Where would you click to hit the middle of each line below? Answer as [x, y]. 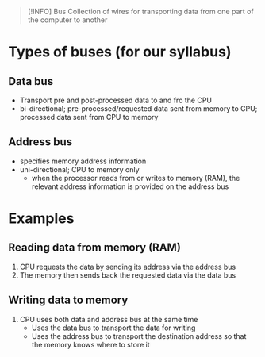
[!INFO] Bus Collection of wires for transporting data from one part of [140, 12]
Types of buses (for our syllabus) [120, 52]
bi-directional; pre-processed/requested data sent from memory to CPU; [138, 109]
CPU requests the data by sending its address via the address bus [128, 267]
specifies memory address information [83, 161]
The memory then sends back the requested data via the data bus [128, 275]
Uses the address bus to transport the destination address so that [139, 336]
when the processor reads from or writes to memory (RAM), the [136, 178]
